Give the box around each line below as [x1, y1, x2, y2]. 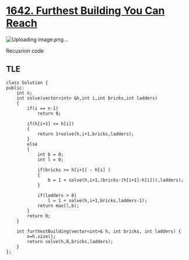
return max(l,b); [37, 203, 80, 208]
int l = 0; [37, 156, 64, 162]
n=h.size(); [27, 233, 57, 240]
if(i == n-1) [27, 105, 59, 111]
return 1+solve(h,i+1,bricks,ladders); [37, 131, 134, 137]
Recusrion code [6, 47, 44, 54]
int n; [16, 90, 33, 96]
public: [6, 85, 25, 91]
